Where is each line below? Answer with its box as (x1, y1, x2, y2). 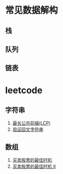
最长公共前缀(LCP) (12, 120, 51, 126)
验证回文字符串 (12, 126, 43, 133)
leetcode (5, 84, 42, 96)
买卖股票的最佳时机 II (12, 163, 56, 169)
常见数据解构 (5, 5, 58, 16)
